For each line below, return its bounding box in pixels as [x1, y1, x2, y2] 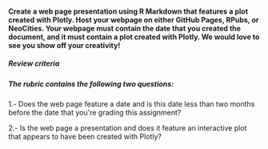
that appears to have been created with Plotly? [8, 131, 162, 141]
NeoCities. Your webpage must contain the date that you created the [8, 23, 242, 33]
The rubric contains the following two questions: [8, 79, 174, 88]
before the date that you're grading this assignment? [8, 107, 182, 117]
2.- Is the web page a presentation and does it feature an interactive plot [8, 123, 247, 132]
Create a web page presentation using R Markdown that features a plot [8, 6, 249, 16]
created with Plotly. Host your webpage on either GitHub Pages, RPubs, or [8, 14, 259, 24]
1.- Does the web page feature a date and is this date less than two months [8, 99, 255, 108]
